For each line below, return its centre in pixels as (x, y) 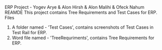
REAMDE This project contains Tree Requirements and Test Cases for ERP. (81, 12)
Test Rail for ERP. (29, 32)
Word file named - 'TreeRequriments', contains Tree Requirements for (83, 38)
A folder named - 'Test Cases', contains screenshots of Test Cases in (82, 27)
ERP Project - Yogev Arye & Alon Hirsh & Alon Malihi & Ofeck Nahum (75, 7)
